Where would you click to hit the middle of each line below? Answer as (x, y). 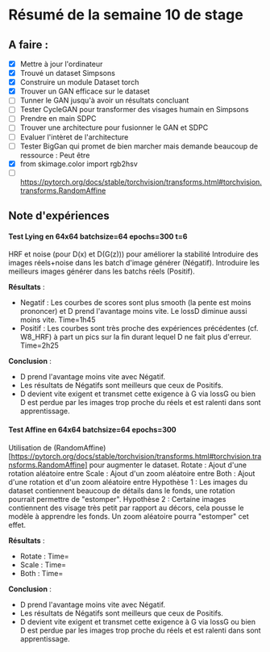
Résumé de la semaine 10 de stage (126, 15)
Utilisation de (30, 447)
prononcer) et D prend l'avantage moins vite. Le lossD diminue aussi (133, 311)
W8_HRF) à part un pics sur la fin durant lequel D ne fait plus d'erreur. (136, 337)
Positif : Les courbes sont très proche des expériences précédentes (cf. (139, 328)
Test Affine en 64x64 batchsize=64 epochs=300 (93, 429)
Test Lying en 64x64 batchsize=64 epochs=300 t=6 (98, 236)
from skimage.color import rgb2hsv (79, 164)
